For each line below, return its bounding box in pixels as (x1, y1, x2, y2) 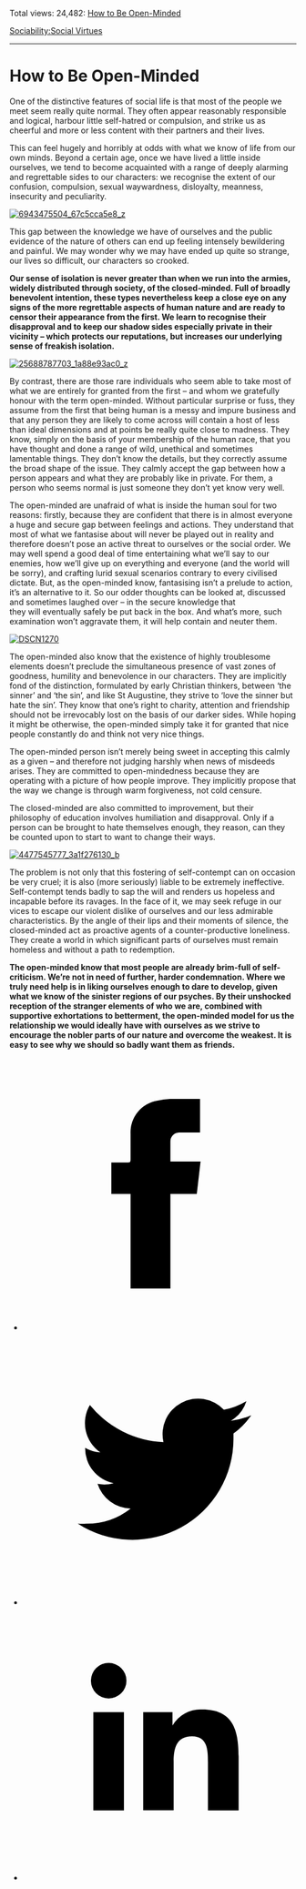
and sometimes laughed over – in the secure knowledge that (9, 596, 236, 607)
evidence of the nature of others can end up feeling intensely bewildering (9, 236, 285, 247)
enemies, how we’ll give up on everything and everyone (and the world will (9, 557, 290, 568)
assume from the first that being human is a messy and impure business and (9, 404, 297, 415)
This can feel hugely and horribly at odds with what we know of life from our (9, 142, 296, 153)
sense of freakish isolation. (9, 340, 116, 351)
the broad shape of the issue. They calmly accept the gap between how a (9, 462, 286, 473)
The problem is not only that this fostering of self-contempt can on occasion (9, 867, 296, 878)
